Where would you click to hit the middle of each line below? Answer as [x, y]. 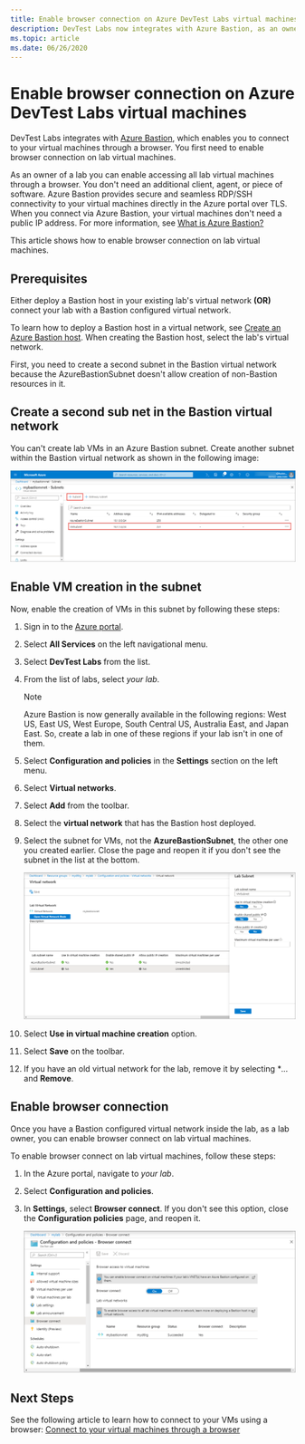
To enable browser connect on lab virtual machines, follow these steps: [143, 1156]
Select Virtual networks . [70, 787]
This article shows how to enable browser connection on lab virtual [135, 241]
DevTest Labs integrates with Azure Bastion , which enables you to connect [150, 138]
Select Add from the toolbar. [76, 805]
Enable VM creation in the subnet [106, 587]
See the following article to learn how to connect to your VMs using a [139, 1420]
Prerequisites [49, 279]
